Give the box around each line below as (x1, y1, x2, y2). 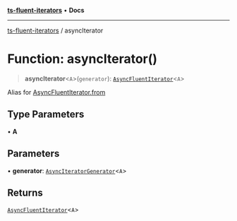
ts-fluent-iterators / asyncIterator (7, 26, 104, 35)
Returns (7, 186, 44, 198)
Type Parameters (7, 109, 85, 121)
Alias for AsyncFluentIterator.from (7, 88, 106, 96)
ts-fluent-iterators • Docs (7, 6, 85, 14)
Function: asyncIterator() (7, 51, 157, 67)
